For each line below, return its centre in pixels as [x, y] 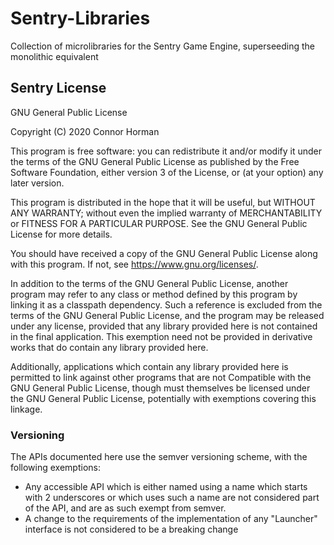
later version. [37, 183]
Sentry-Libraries [80, 18]
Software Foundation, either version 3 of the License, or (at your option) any [167, 172]
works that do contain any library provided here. [109, 347]
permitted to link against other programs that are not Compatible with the [161, 377]
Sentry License [58, 88]
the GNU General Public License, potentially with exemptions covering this [163, 398]
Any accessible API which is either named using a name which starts [166, 487]
